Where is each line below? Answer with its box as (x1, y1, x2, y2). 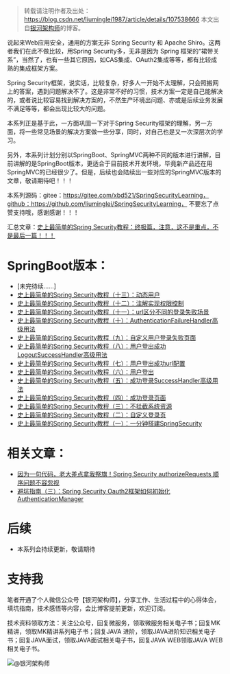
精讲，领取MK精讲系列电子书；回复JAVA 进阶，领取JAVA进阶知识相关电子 (7, 627, 216, 636)
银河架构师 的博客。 (29, 24, 84, 32)
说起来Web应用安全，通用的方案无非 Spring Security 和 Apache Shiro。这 (7, 38, 215, 47)
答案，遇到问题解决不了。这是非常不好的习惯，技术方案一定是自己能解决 (18, 87, 223, 95)
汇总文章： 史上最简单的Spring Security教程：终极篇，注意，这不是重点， (7, 223, 214, 231)
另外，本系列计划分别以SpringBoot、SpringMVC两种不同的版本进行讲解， (7, 151, 216, 159)
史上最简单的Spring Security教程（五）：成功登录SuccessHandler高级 (16, 376, 213, 384)
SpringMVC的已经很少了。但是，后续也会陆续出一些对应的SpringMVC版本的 (7, 168, 222, 176)
